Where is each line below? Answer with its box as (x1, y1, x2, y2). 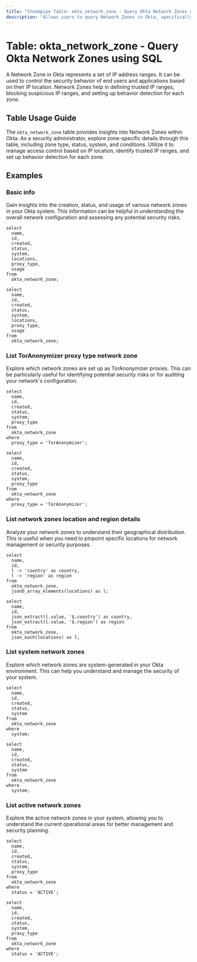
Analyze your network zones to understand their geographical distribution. (6, 528, 186, 535)
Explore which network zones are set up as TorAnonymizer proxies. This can (6, 365, 191, 372)
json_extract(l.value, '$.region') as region (11, 619, 125, 625)
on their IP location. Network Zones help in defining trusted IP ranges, (6, 83, 175, 91)
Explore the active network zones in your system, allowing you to (6, 814, 163, 821)
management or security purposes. (6, 541, 91, 548)
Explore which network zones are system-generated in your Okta (6, 661, 164, 668)
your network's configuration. (6, 378, 78, 385)
